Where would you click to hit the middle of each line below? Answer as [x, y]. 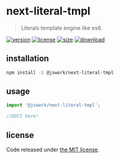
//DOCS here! [22, 116]
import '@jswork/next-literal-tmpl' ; [53, 105]
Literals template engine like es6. [61, 28]
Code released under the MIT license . [53, 150]
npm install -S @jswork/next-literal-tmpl [60, 73]
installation [28, 59]
